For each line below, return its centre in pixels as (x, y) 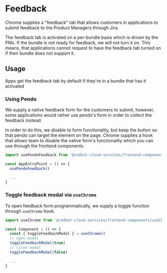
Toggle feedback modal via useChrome (51, 195)
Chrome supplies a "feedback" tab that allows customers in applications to (82, 22)
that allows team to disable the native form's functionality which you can (79, 141)
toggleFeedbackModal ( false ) (39, 252)
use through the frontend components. (45, 146)
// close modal (25, 248)
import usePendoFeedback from (37, 155)
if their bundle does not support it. (40, 53)
